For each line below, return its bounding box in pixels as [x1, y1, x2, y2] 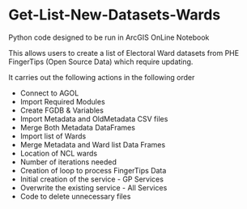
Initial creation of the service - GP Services [19, 174, 164, 184]
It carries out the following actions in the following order [8, 72, 195, 82]
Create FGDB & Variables [19, 105, 104, 115]
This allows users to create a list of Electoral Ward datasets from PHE [8, 48, 240, 58]
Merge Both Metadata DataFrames [19, 122, 136, 132]
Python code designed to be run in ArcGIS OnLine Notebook [8, 32, 210, 42]
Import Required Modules [19, 96, 105, 106]
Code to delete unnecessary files [19, 191, 131, 201]
